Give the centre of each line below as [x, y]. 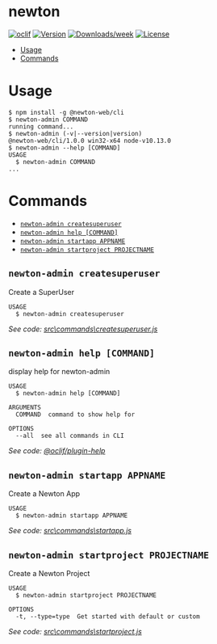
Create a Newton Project [49, 574]
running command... [41, 126]
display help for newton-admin [59, 372]
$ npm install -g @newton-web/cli [67, 112]
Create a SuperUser [42, 292]
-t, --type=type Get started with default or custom [108, 617]
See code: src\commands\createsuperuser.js [83, 329]
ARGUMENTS [25, 408]
